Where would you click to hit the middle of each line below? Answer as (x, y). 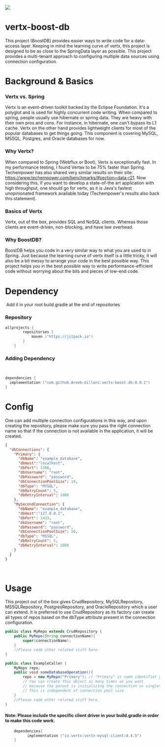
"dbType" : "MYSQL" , (38, 486)
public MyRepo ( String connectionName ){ (55, 636)
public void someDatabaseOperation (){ (54, 672)
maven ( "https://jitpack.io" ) (62, 337)
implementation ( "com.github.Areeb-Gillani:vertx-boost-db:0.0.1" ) (80, 383)
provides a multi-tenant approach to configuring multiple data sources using (82, 56)
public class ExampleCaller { (36, 663)
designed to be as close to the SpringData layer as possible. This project (78, 51)
